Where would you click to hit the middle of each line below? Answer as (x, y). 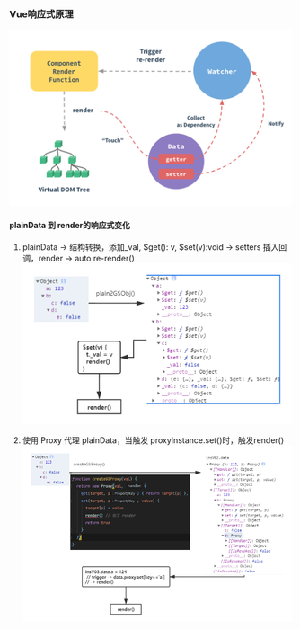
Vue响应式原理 (41, 13)
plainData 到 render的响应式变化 (70, 225)
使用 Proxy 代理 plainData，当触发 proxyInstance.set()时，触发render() (153, 440)
